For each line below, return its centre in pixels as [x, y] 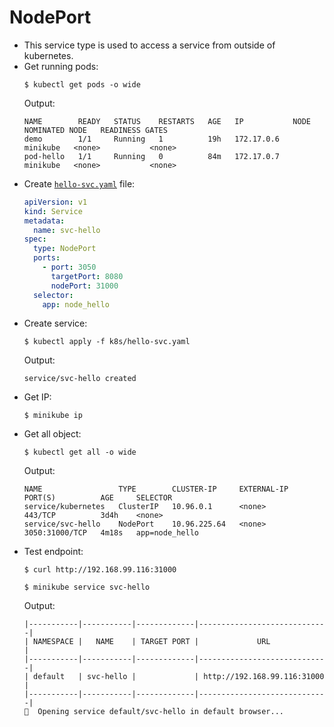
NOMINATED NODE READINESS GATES [95, 130]
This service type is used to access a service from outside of [149, 45]
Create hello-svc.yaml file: [79, 183]
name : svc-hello [67, 230]
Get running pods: [61, 66]
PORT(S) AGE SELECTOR [98, 498]
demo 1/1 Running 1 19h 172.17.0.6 [151, 139]
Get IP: [37, 397]
